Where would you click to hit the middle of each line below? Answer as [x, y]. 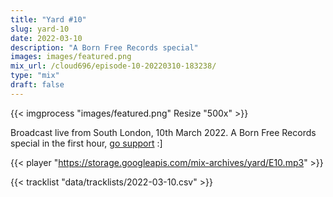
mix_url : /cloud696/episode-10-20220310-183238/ [113, 66]
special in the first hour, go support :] [86, 143]
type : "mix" [35, 76]
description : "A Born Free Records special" [104, 47]
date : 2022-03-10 [46, 38]
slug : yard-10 [40, 29]
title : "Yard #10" [48, 19]
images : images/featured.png [71, 57]
